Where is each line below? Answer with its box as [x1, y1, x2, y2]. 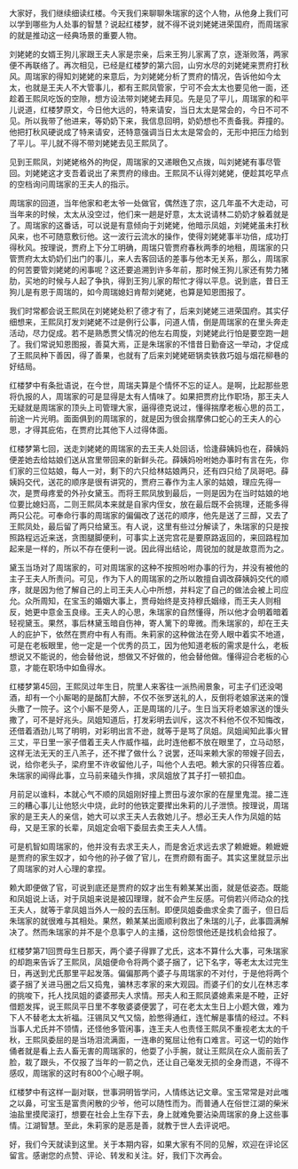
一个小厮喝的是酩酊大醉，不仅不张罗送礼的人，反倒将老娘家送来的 [39, 693, 281, 702]
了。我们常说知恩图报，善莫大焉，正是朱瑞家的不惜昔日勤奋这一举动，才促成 [9, 339, 289, 349]
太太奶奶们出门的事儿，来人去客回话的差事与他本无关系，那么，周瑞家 [32, 253, 289, 264]
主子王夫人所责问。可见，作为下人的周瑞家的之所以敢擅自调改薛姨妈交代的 [9, 573, 281, 584]
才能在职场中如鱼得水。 [24, 662, 111, 673]
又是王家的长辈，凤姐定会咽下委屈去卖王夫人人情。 [24, 822, 211, 833]
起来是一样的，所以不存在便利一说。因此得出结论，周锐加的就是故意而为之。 [9, 543, 289, 554]
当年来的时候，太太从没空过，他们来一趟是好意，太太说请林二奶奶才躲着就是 [9, 209, 289, 220]
